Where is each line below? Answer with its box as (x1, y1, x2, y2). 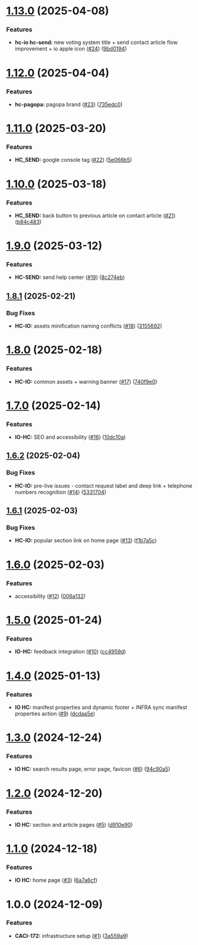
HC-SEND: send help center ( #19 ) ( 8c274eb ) (14, 274, 125, 281)
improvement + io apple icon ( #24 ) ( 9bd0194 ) (14, 45, 127, 52)
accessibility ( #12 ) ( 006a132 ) (14, 592, 86, 599)
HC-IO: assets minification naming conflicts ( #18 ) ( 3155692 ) (14, 322, 162, 329)
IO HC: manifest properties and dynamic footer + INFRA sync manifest (14, 704, 187, 711)
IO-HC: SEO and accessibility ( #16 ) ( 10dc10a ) (14, 434, 126, 441)
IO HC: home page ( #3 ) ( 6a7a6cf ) (14, 877, 98, 884)
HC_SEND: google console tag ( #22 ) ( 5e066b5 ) (14, 156, 133, 164)
